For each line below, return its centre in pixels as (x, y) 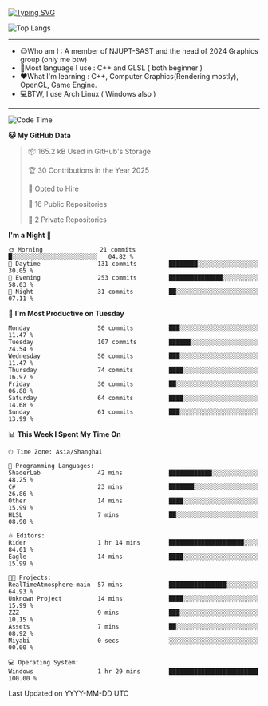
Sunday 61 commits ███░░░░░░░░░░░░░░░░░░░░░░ (134, 412)
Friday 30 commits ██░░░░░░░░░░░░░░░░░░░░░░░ (134, 384)
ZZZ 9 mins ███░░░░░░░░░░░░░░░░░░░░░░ (134, 613)
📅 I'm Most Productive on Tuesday (67, 313)
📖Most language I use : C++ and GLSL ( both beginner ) (111, 68)
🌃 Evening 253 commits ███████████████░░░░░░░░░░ (134, 278)
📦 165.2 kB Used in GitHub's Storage (89, 151)
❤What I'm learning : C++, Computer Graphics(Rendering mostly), (129, 76)
